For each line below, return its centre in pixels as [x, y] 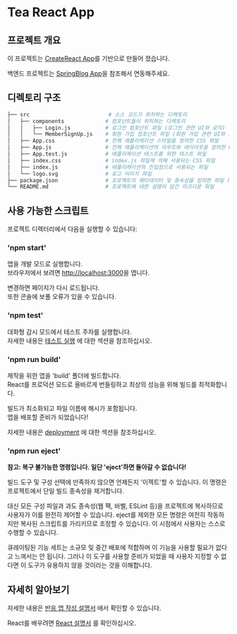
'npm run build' [34, 359]
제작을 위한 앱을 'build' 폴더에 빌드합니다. [64, 376]
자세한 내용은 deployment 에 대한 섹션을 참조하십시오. [82, 433]
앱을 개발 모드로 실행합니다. [45, 264]
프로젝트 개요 [34, 40]
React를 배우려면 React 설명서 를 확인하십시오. [72, 623]
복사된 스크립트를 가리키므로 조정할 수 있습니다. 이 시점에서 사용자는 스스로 [123, 524]
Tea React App [51, 12]
